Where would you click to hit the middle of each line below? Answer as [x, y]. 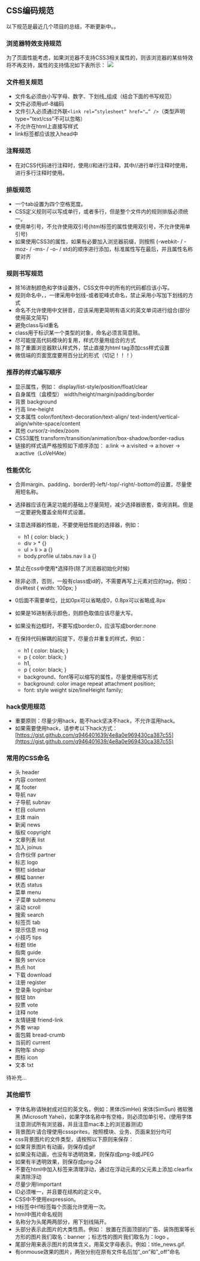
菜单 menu [28, 892]
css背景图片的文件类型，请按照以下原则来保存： [74, 1139]
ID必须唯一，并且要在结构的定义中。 [60, 1191]
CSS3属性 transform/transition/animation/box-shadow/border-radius [99, 438]
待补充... [16, 1078]
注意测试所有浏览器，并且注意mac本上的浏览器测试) [79, 1124]
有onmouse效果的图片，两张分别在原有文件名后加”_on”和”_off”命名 [97, 1251]
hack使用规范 [26, 706]
